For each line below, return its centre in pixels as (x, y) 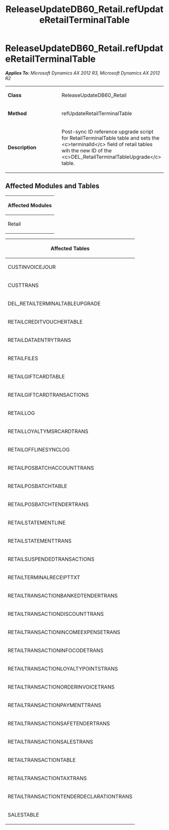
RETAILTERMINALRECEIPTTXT (44, 577)
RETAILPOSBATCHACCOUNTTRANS (51, 468)
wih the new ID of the (87, 151)
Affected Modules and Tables (52, 186)
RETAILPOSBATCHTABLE (37, 486)
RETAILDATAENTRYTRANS (39, 340)
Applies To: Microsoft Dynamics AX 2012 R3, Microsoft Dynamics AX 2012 (83, 73)
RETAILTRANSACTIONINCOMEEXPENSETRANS (64, 632)
